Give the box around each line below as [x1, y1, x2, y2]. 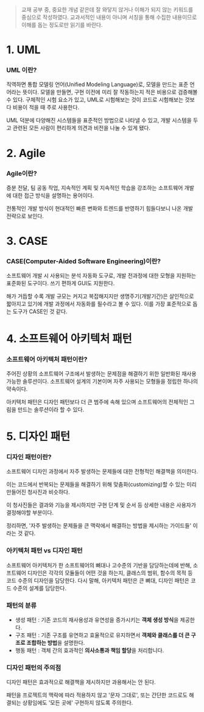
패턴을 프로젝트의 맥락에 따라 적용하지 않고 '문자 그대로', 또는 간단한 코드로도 [6, 691, 188, 699]
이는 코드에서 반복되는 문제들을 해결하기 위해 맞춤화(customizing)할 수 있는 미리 [6, 481, 197, 488]
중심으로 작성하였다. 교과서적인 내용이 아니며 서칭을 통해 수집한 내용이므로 [21, 13, 197, 21]
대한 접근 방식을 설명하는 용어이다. [12, 192, 94, 199]
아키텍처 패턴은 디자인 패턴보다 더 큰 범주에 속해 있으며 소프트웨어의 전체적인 [6, 398, 189, 405]
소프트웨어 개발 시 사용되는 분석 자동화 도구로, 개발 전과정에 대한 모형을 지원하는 [6, 272, 197, 280]
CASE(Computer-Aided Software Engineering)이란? [6, 257, 161, 266]
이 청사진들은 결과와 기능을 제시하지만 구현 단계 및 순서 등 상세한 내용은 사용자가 [6, 501, 197, 509]
